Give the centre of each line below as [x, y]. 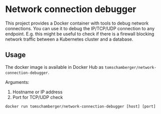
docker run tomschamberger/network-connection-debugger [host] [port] [80, 106]
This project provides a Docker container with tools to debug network [77, 23]
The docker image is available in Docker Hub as [54, 67]
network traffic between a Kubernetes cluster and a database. [69, 39]
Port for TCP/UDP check [38, 97]
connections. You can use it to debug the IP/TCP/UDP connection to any [80, 28]
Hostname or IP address [37, 92]
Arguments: [17, 82]
